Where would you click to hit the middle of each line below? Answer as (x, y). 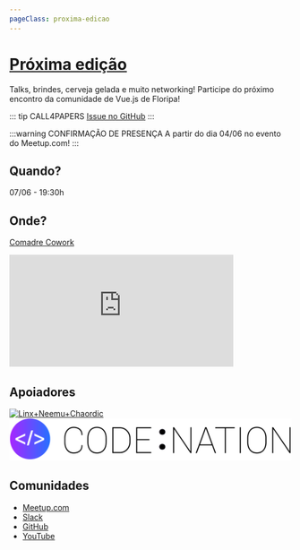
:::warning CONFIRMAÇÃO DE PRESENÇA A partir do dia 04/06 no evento (146, 133)
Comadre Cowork (42, 243)
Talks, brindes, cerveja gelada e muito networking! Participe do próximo (142, 89)
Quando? (35, 171)
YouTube (39, 536)
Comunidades (49, 486)
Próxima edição (68, 64)
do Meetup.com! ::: (44, 142)
